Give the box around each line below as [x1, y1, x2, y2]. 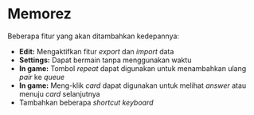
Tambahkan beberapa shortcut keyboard [18, 97, 154, 107]
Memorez [7, 5, 72, 23]
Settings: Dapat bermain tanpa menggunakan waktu [18, 55, 192, 65]
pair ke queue [18, 72, 65, 81]
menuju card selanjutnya [18, 89, 100, 98]
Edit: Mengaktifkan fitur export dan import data [18, 46, 174, 56]
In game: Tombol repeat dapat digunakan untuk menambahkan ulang [18, 63, 247, 73]
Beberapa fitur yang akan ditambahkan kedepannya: [7, 31, 180, 41]
